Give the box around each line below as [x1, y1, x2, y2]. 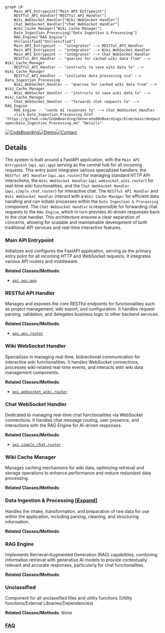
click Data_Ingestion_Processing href [14, 112, 93, 117]
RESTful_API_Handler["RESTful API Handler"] [14, 13, 107, 18]
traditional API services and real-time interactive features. [5, 224, 122, 230]
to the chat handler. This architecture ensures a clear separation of [5, 214, 140, 220]
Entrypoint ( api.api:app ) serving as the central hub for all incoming [5, 162, 142, 168]
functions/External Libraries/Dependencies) [5, 600, 94, 606]
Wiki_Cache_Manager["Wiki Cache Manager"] [14, 26, 102, 31]
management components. [5, 369, 60, 375]
